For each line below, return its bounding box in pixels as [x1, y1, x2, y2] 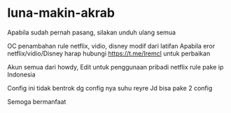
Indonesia [7, 70, 36, 79]
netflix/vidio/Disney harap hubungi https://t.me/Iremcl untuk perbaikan [7, 49, 211, 58]
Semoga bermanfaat [7, 97, 66, 106]
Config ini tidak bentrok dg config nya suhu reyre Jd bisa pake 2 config [7, 84, 213, 92]
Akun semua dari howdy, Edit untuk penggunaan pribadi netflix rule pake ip [7, 62, 224, 71]
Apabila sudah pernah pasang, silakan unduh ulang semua [7, 28, 176, 36]
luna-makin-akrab [7, 5, 115, 21]
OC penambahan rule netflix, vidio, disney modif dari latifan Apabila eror [7, 41, 216, 50]
